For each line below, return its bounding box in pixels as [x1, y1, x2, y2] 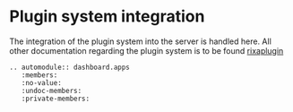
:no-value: [21, 78, 63, 87]
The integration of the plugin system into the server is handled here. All [9, 36, 271, 47]
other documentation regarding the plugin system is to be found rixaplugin [9, 45, 284, 56]
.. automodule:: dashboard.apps [9, 63, 130, 72]
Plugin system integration [9, 6, 205, 27]
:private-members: [21, 94, 90, 103]
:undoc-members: [21, 86, 82, 95]
